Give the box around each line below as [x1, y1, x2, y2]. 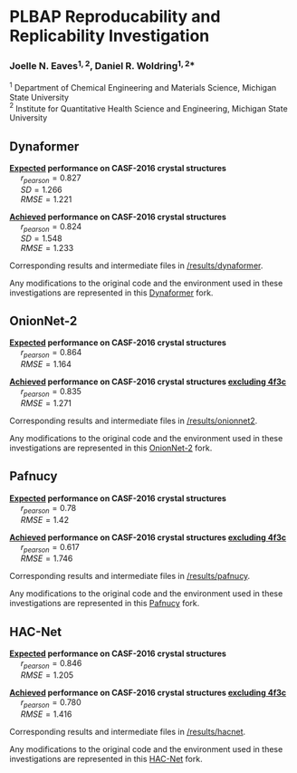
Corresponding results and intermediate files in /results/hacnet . [9, 726, 246, 737]
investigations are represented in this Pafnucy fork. [9, 598, 200, 609]
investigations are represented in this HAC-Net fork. [9, 753, 203, 764]
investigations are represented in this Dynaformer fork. [9, 287, 214, 298]
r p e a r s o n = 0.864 [20, 347, 82, 360]
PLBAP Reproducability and [9, 6, 221, 27]
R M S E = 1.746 [20, 553, 73, 564]
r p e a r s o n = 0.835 [20, 386, 81, 400]
